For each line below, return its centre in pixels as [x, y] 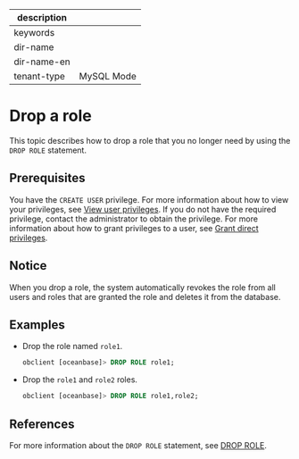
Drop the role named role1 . [72, 346]
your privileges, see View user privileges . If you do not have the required [143, 209]
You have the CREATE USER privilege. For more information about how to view [149, 199]
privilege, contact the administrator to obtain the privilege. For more [134, 219]
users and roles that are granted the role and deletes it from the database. [145, 296]
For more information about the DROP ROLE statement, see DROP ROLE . [138, 445]
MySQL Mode [108, 76]
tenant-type [39, 76]
